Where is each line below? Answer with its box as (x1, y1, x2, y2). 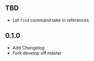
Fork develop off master (12, 50, 62, 56)
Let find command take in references (12, 17, 90, 23)
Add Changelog (12, 45, 45, 51)
